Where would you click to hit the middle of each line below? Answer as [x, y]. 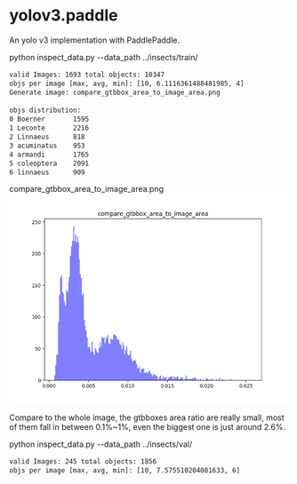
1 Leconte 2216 [49, 128]
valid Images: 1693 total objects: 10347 [87, 75]
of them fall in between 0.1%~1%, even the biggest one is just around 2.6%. [148, 426]
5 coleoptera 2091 [49, 163]
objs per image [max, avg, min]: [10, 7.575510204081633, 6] [125, 470]
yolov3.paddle [64, 16]
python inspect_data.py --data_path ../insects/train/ [104, 57]
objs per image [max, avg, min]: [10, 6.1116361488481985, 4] [127, 83]
